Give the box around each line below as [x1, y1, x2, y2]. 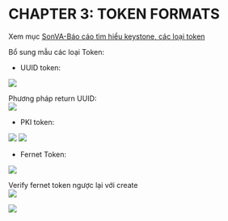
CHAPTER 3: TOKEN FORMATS [8, 5, 220, 23]
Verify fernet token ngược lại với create [8, 180, 138, 190]
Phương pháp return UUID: [8, 94, 97, 103]
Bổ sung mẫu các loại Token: [8, 47, 105, 56]
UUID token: [19, 62, 61, 73]
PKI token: [19, 117, 55, 127]
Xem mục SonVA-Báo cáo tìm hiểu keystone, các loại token [8, 31, 205, 41]
